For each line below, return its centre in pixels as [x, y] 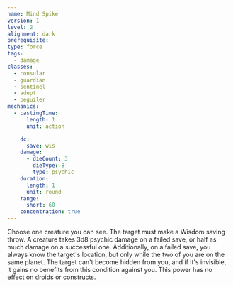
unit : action [45, 126]
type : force [25, 47]
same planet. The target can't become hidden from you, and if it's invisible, [117, 262]
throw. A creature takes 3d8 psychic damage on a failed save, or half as [112, 239]
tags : [15, 54]
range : [30, 199]
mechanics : [23, 107]
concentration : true [50, 212]
